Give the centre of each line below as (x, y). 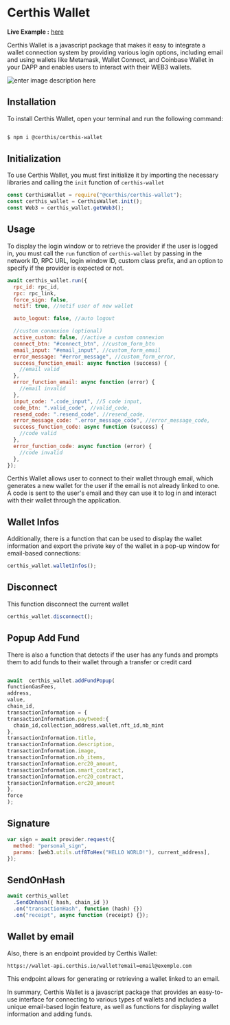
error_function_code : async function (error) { (83, 446)
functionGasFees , (32, 687)
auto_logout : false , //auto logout (64, 319)
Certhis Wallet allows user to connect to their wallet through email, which (110, 478)
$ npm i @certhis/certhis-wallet (55, 137)
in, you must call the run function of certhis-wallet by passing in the (105, 253)
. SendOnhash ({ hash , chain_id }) (61, 902)
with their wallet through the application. (64, 500)
